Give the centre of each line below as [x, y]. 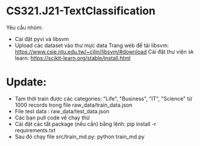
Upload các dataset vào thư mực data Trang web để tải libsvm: [92, 45]
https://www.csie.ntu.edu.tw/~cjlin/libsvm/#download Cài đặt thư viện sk [104, 51]
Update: [26, 82]
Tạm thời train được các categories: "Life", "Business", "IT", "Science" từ [103, 98]
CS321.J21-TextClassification [81, 11]
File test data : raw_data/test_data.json [62, 111]
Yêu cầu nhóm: [25, 27]
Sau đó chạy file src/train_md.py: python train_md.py [79, 136]
